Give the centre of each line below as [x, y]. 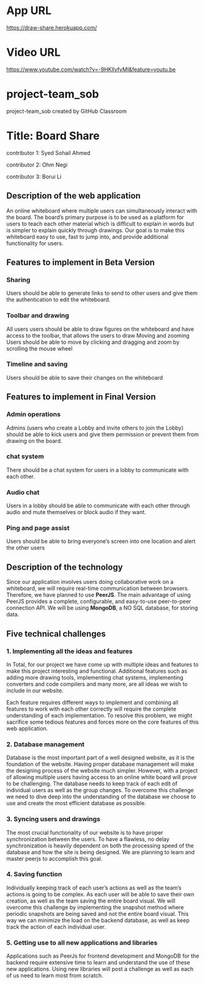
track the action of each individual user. [56, 926]
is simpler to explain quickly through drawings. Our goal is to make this [95, 230]
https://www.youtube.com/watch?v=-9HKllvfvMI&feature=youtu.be [91, 69]
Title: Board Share [53, 136]
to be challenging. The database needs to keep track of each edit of [92, 784]
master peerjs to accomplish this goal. [54, 858]
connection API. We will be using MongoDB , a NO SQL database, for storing [102, 608]
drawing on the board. [34, 441]
